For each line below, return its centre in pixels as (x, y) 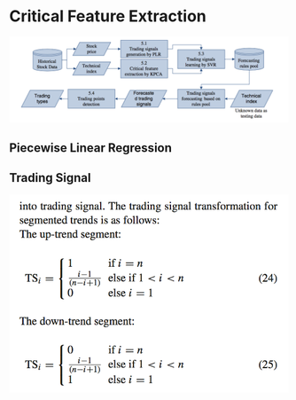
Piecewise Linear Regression (91, 148)
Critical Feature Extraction (108, 16)
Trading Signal (50, 178)
